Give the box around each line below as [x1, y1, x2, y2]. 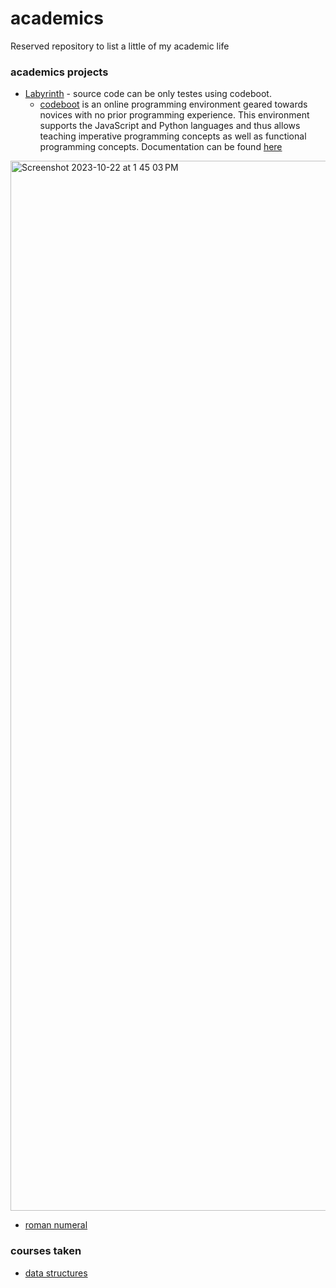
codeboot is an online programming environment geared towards [39, 98, 308, 111]
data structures [24, 1267, 88, 1279]
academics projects [10, 65, 109, 79]
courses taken [10, 1244, 82, 1258]
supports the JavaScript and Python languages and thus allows [39, 120, 301, 132]
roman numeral [24, 1219, 88, 1231]
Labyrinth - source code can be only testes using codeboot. [24, 88, 272, 100]
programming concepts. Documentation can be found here [39, 141, 283, 153]
